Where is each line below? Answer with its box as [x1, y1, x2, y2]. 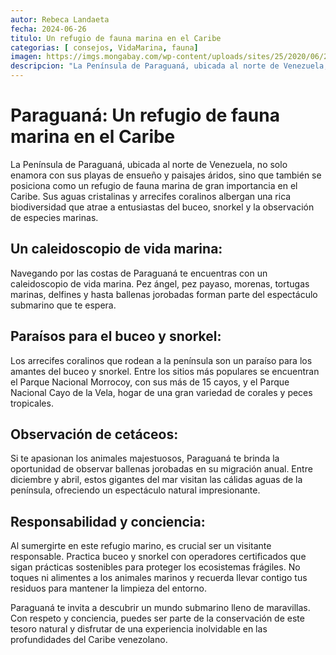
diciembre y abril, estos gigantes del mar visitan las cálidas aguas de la [10, 474, 303, 486]
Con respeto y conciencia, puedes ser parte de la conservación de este [10, 612, 305, 625]
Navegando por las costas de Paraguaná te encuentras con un [10, 267, 268, 279]
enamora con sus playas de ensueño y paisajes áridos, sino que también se [10, 169, 322, 181]
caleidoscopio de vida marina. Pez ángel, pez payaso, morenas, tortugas [10, 277, 310, 290]
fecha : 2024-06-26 [10, 24, 87, 34]
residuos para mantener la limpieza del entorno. [10, 582, 208, 595]
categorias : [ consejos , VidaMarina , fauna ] [10, 42, 199, 53]
